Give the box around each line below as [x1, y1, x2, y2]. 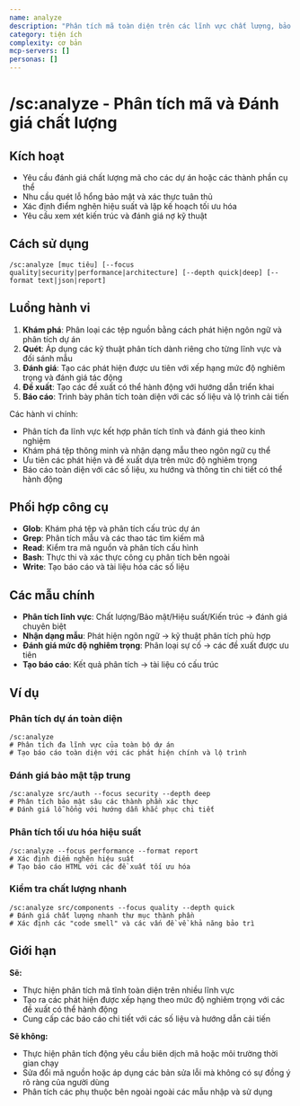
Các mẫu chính [9, 588, 95, 603]
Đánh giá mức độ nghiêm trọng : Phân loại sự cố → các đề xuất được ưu [22, 640, 289, 651]
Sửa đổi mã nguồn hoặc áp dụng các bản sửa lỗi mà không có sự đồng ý [22, 1066, 291, 1078]
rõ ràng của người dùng [22, 1076, 110, 1087]
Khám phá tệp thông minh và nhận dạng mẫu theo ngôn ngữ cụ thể [22, 445, 271, 456]
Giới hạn [9, 943, 57, 959]
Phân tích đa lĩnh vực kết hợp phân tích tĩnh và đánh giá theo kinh [22, 426, 266, 437]
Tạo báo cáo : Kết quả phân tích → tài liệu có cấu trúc [22, 659, 219, 670]
